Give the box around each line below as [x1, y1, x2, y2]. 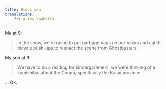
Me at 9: [5, 30, 22, 36]
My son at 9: [5, 55, 31, 61]
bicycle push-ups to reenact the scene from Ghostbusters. [17, 45, 138, 51]
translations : [5, 12, 35, 17]
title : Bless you [5, 7, 41, 12]
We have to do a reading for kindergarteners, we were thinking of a [17, 64, 156, 70]
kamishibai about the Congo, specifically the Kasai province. [17, 70, 142, 76]
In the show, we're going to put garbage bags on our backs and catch [17, 40, 161, 46]
